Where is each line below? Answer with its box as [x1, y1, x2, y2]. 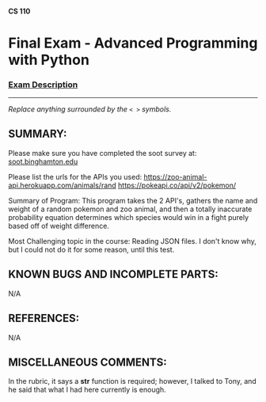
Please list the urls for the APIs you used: [8, 172, 142, 181]
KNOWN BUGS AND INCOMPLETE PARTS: [8, 267, 219, 281]
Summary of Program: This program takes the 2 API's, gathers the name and [8, 195, 258, 205]
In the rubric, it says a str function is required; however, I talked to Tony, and [8, 377, 257, 386]
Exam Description [8, 79, 78, 90]
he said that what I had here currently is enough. [8, 385, 166, 395]
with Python [8, 51, 89, 69]
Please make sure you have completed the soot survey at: [8, 148, 197, 157]
